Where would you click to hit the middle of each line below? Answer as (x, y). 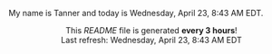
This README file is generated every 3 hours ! (151, 30)
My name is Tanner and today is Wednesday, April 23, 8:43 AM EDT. (136, 13)
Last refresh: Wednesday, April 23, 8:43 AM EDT (151, 40)
